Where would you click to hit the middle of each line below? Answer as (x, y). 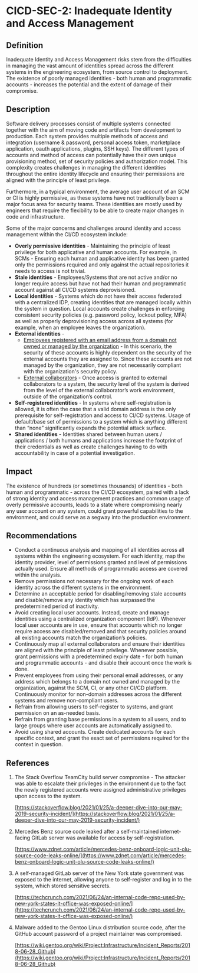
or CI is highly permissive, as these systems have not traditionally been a (94, 198)
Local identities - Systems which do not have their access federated (98, 296)
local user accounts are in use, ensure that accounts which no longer (98, 625)
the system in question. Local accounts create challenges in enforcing (100, 308)
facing (22, 838)
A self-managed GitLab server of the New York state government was (99, 873)
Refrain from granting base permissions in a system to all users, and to (100, 720)
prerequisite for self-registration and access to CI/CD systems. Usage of (102, 415)
